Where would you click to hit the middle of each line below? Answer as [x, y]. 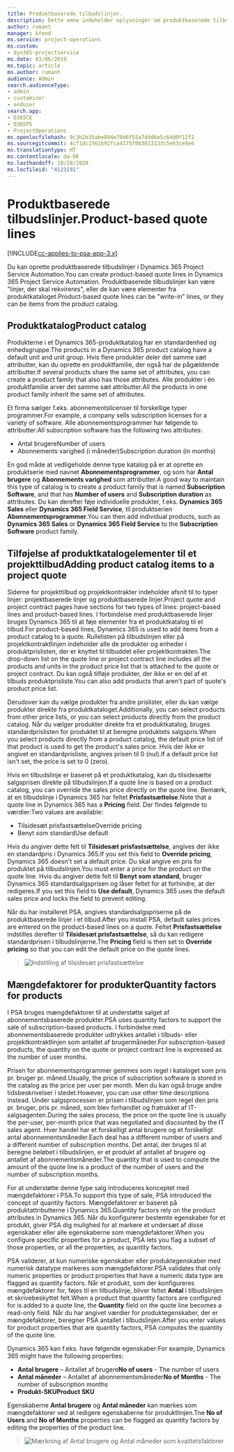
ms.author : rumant [34, 72]
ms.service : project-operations [54, 40]
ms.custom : [23, 46]
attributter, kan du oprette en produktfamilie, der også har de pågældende [113, 365]
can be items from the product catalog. [63, 304]
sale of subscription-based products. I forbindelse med [86, 1027]
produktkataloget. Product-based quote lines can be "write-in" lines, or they [116, 296]
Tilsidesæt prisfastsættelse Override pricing [79, 826]
